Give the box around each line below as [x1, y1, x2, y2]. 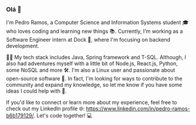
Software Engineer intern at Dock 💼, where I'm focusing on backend [6, 36, 171, 43]
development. [6, 42, 39, 49]
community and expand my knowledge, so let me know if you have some [6, 82, 183, 89]
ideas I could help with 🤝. [6, 87, 67, 94]
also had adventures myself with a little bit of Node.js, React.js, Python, [6, 60, 178, 67]
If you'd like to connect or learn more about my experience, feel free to [6, 99, 177, 106]
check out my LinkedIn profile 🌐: [6, 105, 85, 112]
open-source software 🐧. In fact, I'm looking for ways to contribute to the [6, 75, 183, 82]
